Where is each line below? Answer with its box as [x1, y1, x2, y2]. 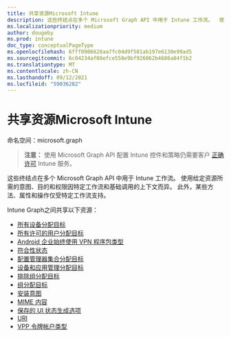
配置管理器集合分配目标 [16, 255, 84, 263]
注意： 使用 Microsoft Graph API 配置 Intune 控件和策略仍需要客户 [23, 151, 211, 159]
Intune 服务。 [37, 160, 76, 168]
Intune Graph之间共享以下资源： [7, 206, 98, 214]
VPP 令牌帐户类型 [16, 323, 67, 331]
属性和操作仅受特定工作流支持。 [19, 191, 110, 199]
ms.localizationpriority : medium [7, 23, 103, 30]
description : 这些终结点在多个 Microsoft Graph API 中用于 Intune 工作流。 [7, 17, 214, 23]
